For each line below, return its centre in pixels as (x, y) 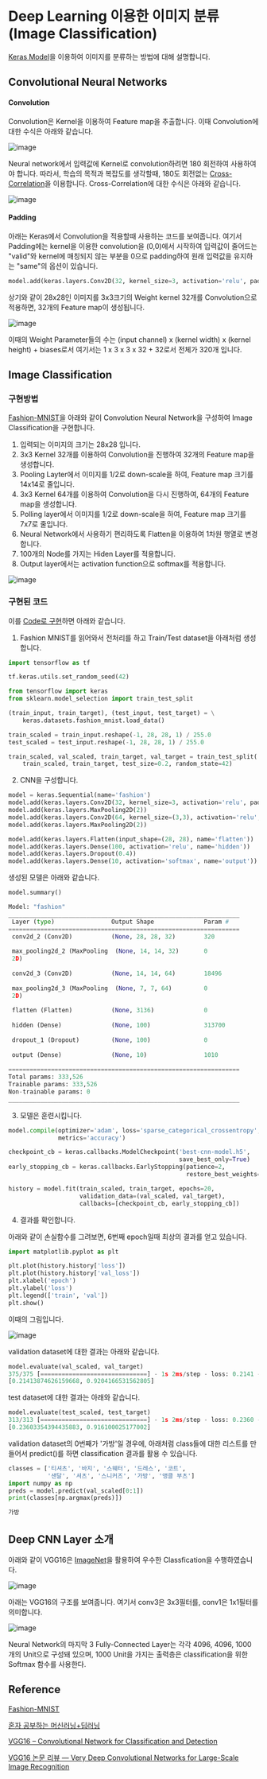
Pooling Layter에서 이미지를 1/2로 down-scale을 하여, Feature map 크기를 (137, 475)
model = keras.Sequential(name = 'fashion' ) (79, 795)
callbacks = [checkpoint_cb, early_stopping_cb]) (159, 1203)
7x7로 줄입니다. (44, 524)
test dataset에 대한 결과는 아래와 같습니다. (74, 1397)
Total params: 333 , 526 (46, 1077)
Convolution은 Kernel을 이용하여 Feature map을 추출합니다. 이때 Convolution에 (133, 121)
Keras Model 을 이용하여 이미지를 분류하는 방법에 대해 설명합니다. (109, 56)
